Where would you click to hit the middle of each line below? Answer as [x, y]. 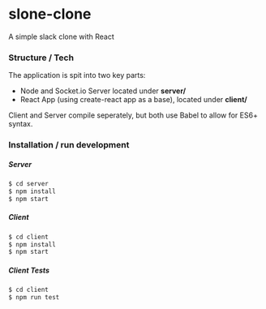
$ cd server [28, 184]
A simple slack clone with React [62, 36]
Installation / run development [69, 145]
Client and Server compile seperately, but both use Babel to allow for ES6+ [133, 115]
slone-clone [50, 14]
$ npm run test [34, 298]
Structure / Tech [41, 58]
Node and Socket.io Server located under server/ [103, 91]
